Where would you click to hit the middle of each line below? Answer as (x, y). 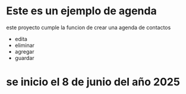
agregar (24, 51)
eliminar (24, 45)
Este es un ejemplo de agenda (81, 11)
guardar (24, 58)
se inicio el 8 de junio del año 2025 (93, 82)
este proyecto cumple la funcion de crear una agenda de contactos (89, 27)
